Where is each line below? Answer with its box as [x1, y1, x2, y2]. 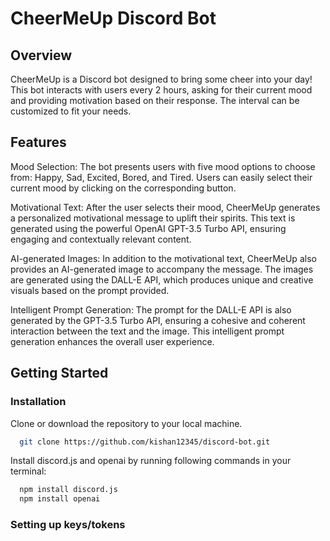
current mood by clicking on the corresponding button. [10, 182, 237, 194]
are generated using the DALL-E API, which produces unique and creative [10, 273, 314, 286]
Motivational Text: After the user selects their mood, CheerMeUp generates [10, 201, 321, 213]
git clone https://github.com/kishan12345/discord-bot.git [19, 437, 271, 447]
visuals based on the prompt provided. [10, 284, 170, 296]
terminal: [10, 465, 47, 477]
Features [10, 134, 67, 151]
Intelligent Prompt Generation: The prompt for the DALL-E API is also [10, 303, 292, 316]
